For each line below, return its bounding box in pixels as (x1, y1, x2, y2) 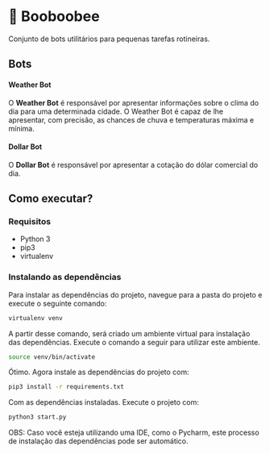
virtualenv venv (8, 314, 63, 322)
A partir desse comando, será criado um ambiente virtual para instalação (8, 328, 251, 338)
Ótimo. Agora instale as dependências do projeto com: (8, 367, 189, 377)
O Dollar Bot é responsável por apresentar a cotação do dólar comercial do (8, 160, 259, 169)
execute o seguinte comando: (8, 298, 107, 308)
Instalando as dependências (8, 272, 122, 283)
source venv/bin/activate (8, 352, 95, 361)
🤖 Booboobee (8, 7, 100, 26)
